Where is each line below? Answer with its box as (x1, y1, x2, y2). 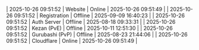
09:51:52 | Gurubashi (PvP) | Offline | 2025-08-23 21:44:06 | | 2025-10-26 (6, 31, 188, 38)
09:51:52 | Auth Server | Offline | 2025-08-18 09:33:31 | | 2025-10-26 (6, 18, 176, 25)
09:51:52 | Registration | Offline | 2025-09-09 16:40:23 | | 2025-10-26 (14, 12, 185, 19)
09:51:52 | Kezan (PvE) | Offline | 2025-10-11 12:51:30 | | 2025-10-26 (6, 24, 173, 32)
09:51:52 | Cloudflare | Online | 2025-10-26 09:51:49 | (6, 37, 138, 44)
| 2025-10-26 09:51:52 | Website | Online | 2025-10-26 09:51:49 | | (6, 6, 169, 12)
